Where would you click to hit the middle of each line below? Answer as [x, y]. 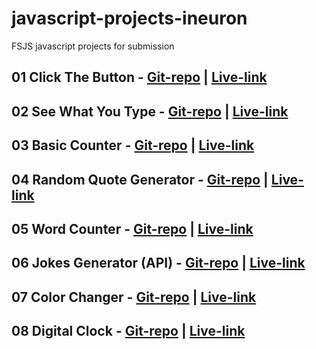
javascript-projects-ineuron [129, 18]
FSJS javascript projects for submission [93, 46]
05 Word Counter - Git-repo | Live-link [132, 228]
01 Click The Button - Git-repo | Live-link [139, 77]
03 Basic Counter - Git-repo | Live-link [133, 145]
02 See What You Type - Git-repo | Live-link [150, 111]
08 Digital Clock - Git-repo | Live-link [128, 331]
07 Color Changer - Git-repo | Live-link [134, 297]
